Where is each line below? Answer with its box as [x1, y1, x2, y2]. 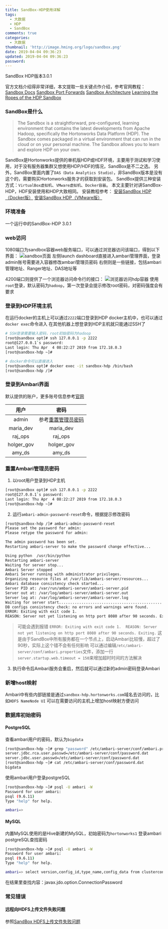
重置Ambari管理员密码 [5, 465, 59, 472]
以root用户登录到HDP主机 [12, 478, 65, 484]
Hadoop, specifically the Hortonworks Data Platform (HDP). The [17, 130, 149, 136]
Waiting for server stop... [5, 562, 64, 567]
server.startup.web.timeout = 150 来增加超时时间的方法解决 [17, 655, 142, 661]
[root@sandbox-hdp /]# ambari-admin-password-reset [5, 521, 115, 526]
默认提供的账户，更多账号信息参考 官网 [5, 393, 84, 399]
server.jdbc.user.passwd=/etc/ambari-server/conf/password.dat [5, 755, 140, 760]
